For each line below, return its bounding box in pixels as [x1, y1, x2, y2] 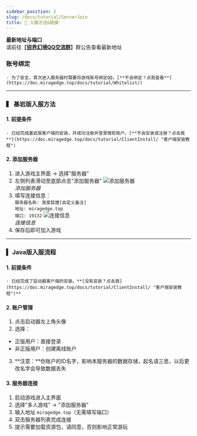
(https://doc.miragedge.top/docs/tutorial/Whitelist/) [6, 80, 143, 86]
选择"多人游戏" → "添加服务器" [14, 401, 89, 408]
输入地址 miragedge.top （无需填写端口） [14, 408, 113, 415]
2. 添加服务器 [6, 156, 38, 163]
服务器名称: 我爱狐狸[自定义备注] [14, 200, 87, 206]
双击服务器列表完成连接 [14, 415, 72, 423]
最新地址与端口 [6, 36, 42, 43]
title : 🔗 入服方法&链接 [6, 19, 59, 25]
